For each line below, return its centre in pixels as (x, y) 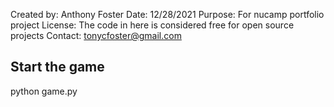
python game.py (44, 91)
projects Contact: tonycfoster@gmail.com (96, 35)
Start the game (57, 67)
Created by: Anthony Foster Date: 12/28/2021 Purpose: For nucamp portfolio (167, 14)
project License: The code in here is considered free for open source (152, 25)
